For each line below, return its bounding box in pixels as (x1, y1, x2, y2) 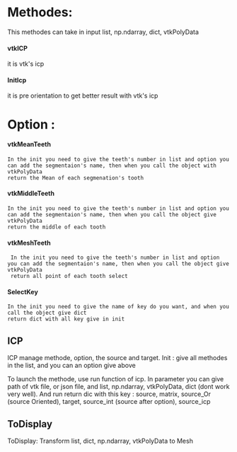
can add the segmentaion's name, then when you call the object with (7, 162, 217, 169)
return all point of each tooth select (10, 273, 129, 280)
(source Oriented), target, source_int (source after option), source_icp (7, 398, 211, 406)
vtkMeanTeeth (7, 140, 52, 149)
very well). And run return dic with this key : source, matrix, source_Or (7, 390, 211, 398)
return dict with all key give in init (7, 315, 125, 323)
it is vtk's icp (7, 59, 45, 68)
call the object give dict (7, 309, 87, 317)
